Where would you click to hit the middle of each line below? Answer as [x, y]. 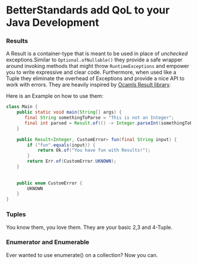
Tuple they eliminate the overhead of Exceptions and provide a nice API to [95, 78]
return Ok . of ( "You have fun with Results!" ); [94, 150]
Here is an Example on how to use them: [55, 96]
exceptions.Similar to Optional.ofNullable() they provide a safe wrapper [94, 60]
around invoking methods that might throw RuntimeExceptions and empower [98, 66]
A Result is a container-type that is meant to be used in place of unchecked [97, 54]
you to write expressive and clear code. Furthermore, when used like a [91, 72]
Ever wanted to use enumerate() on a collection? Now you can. [82, 255]
